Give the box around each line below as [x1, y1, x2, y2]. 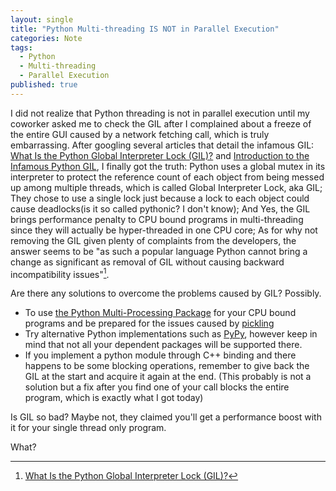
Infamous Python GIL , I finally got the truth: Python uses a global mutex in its [10, 160, 326, 172]
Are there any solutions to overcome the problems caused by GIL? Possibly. [10, 287, 322, 300]
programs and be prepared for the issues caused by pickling [24, 317, 275, 330]
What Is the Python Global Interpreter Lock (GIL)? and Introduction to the [10, 149, 310, 161]
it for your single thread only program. [10, 422, 167, 434]
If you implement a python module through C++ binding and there [24, 349, 297, 361]
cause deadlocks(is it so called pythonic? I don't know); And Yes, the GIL [10, 202, 311, 215]
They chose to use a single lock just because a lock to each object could [10, 192, 310, 204]
